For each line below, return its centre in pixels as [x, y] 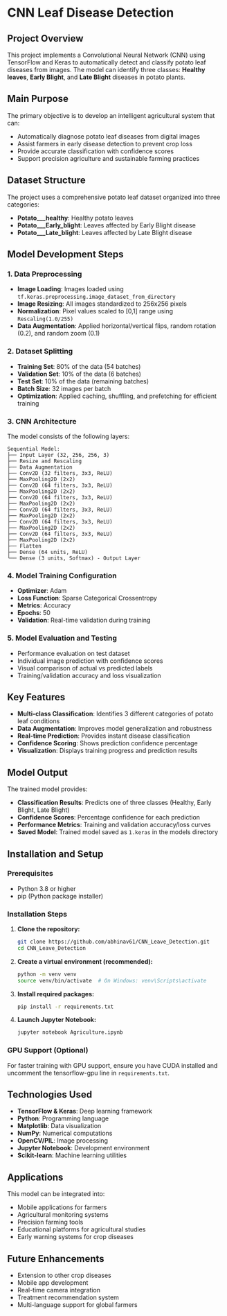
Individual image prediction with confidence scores [90, 661]
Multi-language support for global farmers [77, 1305]
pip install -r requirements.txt [65, 1007]
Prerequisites [30, 874]
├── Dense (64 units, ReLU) [48, 552]
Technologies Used [49, 1094]
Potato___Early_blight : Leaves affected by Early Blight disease [106, 225]
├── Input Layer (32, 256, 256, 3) [58, 455]
